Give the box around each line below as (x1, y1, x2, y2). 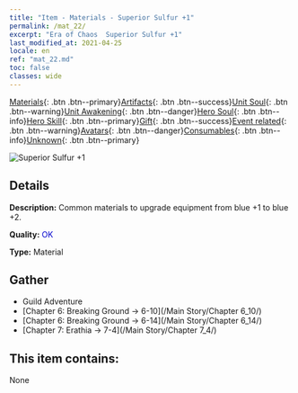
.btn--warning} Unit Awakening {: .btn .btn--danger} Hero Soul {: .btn (9, 105, 257, 117)
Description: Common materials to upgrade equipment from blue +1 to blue (9, 201, 289, 212)
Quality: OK (9, 228, 54, 239)
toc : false (9, 64, 50, 73)
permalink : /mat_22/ (9, 22, 87, 31)
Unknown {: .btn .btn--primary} (26, 134, 140, 145)
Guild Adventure (22, 296, 83, 307)
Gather (9, 272, 49, 288)
